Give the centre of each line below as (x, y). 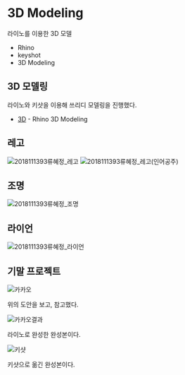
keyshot (29, 55)
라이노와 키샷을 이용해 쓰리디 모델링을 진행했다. (72, 105)
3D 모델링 (27, 87)
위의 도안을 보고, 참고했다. (43, 304)
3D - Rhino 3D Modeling (52, 119)
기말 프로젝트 (34, 271)
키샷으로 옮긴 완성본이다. (41, 364)
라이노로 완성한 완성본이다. (44, 334)
